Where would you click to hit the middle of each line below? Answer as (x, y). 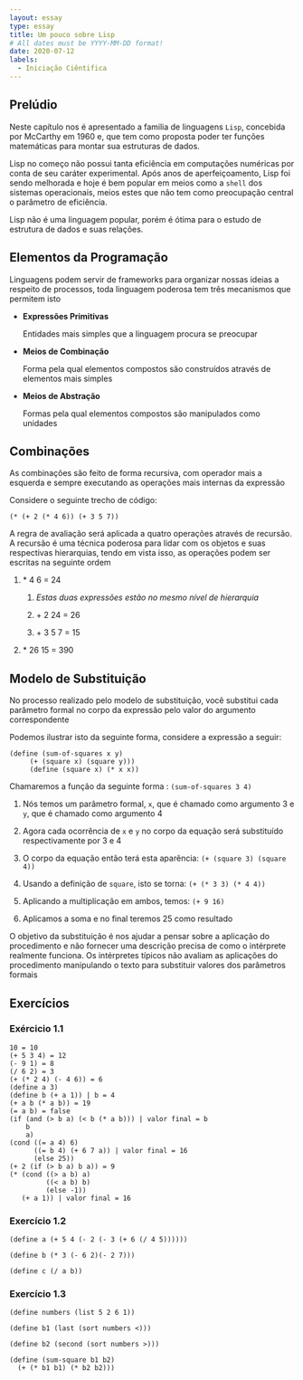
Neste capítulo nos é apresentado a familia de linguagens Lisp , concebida (147, 127)
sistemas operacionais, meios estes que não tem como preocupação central (151, 192)
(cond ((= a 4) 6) (44, 1142)
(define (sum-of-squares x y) (66, 754)
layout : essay (36, 18)
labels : (24, 60)
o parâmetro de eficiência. (58, 202)
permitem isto (35, 299)
